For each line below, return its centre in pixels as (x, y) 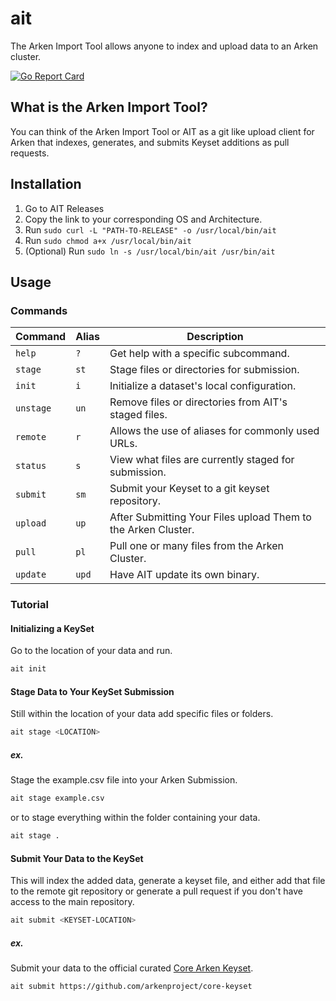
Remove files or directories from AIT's (198, 402)
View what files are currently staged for (202, 460)
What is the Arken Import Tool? (109, 107)
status (31, 466)
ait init (28, 669)
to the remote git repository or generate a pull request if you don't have (157, 891)
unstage (33, 408)
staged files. (138, 415)
